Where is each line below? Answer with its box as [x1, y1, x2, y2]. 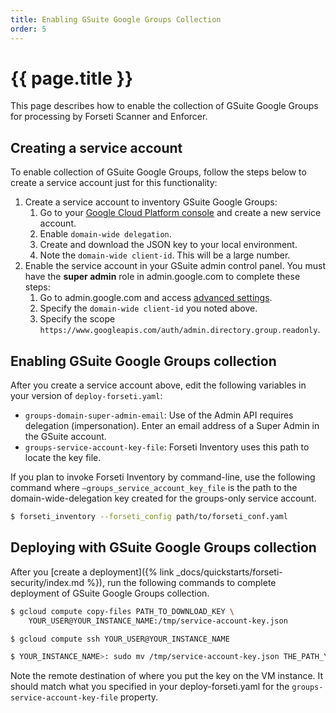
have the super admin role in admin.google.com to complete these [24, 271, 301, 283]
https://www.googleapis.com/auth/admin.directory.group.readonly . [39, 324, 321, 336]
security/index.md [10, 576, 85, 588]
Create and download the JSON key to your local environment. [39, 239, 298, 251]
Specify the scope [39, 313, 116, 325]
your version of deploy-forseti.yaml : [10, 390, 163, 402]
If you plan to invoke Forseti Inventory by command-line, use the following [10, 471, 316, 483]
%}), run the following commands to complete [86, 576, 277, 588]
